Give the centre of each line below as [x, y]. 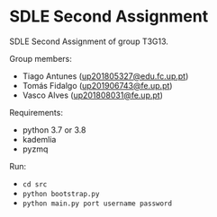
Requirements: [36, 112]
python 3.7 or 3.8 [54, 130]
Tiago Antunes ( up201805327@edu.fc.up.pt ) [105, 76]
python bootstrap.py [61, 194]
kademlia [39, 139]
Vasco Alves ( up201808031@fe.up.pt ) [93, 95]
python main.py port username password [97, 204]
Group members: [41, 58]
